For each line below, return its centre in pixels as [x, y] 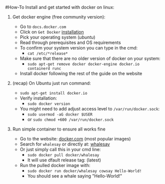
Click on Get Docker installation [52, 32]
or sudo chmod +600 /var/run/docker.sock [70, 119]
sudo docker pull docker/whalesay [63, 155]
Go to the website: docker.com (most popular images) [75, 139]
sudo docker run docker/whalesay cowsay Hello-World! [84, 171]
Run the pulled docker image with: [55, 165]
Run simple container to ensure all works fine [59, 129]
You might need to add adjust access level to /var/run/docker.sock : [90, 109]
